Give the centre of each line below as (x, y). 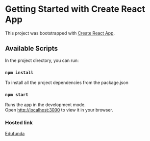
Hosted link (19, 123)
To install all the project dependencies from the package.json (67, 83)
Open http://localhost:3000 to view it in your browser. (59, 110)
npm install (19, 72)
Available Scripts (31, 48)
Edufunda (15, 133)
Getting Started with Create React (75, 9)
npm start (17, 95)
